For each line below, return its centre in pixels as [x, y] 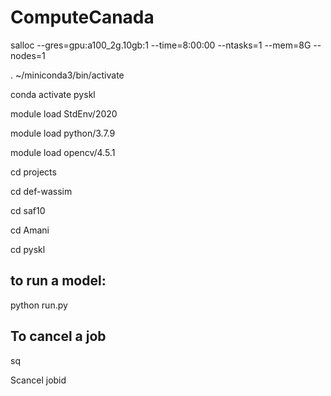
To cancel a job [58, 336]
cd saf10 [28, 210]
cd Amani [30, 230]
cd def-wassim [41, 191]
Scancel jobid [38, 380]
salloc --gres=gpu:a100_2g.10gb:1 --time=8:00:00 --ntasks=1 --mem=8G [161, 45]
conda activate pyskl [53, 94]
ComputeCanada [82, 17]
